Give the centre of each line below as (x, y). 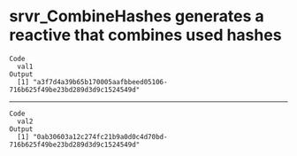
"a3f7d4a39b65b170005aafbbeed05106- (100, 82)
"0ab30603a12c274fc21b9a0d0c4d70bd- (100, 136)
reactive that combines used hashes (145, 35)
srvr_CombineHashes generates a (137, 16)
